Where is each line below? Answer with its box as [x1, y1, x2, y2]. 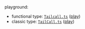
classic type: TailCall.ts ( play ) [11, 19, 74, 24]
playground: [4, 4, 28, 10]
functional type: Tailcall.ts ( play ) [11, 14, 81, 19]
